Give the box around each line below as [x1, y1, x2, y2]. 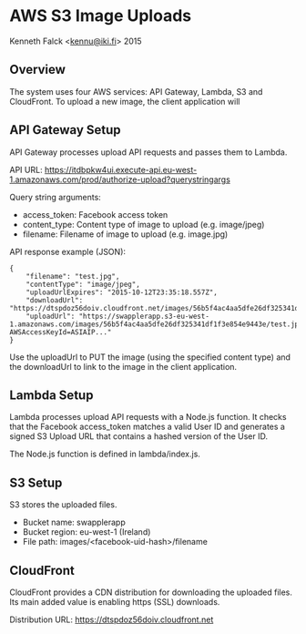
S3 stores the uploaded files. [9, 499, 117, 510]
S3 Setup [9, 475, 63, 490]
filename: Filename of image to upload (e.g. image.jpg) [22, 229, 229, 240]
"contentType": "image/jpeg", [25, 280, 141, 289]
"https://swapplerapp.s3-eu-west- [78, 312, 209, 321]
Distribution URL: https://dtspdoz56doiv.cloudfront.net [9, 614, 214, 625]
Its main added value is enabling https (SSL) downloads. [9, 597, 220, 607]
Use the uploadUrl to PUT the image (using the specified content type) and [9, 352, 291, 363]
